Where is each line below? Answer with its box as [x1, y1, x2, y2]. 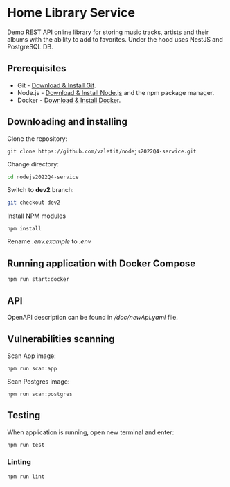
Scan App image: [7, 352, 57, 360]
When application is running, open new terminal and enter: [7, 428, 175, 436]
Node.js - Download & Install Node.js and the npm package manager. [17, 88, 215, 96]
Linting [7, 457, 31, 467]
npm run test [7, 441, 45, 448]
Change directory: [7, 160, 59, 168]
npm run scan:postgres [7, 391, 73, 398]
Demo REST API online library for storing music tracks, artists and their [7, 28, 209, 36]
